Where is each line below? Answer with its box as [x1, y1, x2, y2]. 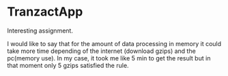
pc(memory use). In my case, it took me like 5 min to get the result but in [7, 54, 211, 62]
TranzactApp [7, 4, 83, 20]
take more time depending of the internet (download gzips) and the [7, 47, 196, 55]
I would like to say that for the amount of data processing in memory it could [7, 39, 222, 47]
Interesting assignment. [7, 26, 74, 35]
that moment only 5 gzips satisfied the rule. [7, 61, 129, 69]
